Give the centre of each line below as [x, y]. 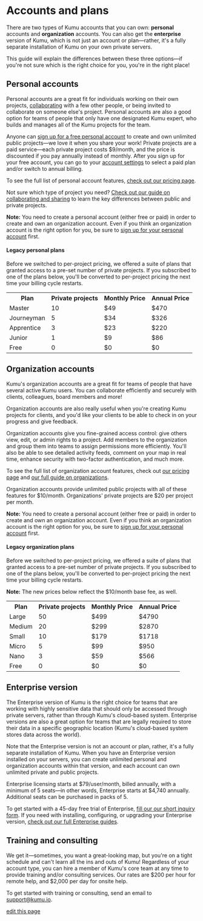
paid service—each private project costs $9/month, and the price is [91, 149]
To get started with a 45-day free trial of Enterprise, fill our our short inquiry [101, 809]
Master [19, 308]
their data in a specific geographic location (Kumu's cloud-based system [97, 728]
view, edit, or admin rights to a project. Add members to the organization [97, 440]
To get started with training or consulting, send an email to [79, 893]
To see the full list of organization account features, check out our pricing [98, 471]
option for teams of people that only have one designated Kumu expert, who [101, 118]
